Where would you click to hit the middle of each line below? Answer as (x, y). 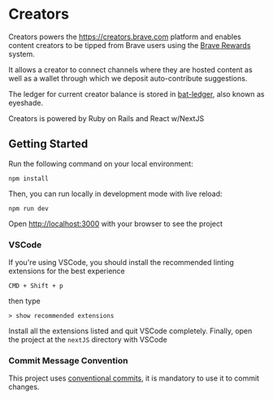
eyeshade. (26, 102)
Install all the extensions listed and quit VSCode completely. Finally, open (130, 331)
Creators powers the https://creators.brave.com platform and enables (125, 37)
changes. (24, 387)
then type (24, 301)
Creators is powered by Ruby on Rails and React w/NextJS (106, 118)
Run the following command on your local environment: (101, 163)
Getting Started (48, 144)
